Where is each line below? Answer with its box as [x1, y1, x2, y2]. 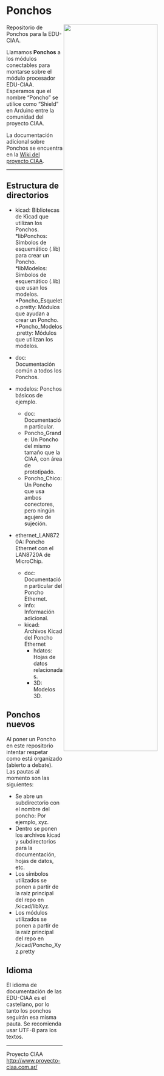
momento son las [6, 774, 50, 781]
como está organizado [6, 755, 63, 762]
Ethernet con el [15, 544, 53, 551]
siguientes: [6, 780, 34, 788]
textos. [6, 1033, 24, 1041]
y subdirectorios [15, 837, 56, 845]
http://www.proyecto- [6, 1057, 61, 1064]
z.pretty [15, 948, 35, 955]
